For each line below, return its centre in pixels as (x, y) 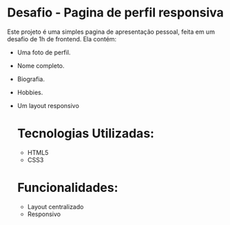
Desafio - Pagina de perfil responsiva (115, 13)
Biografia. (31, 79)
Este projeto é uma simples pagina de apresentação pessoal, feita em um (111, 32)
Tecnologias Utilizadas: (86, 134)
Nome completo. (41, 65)
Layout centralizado (55, 206)
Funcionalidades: (67, 188)
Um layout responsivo (48, 105)
